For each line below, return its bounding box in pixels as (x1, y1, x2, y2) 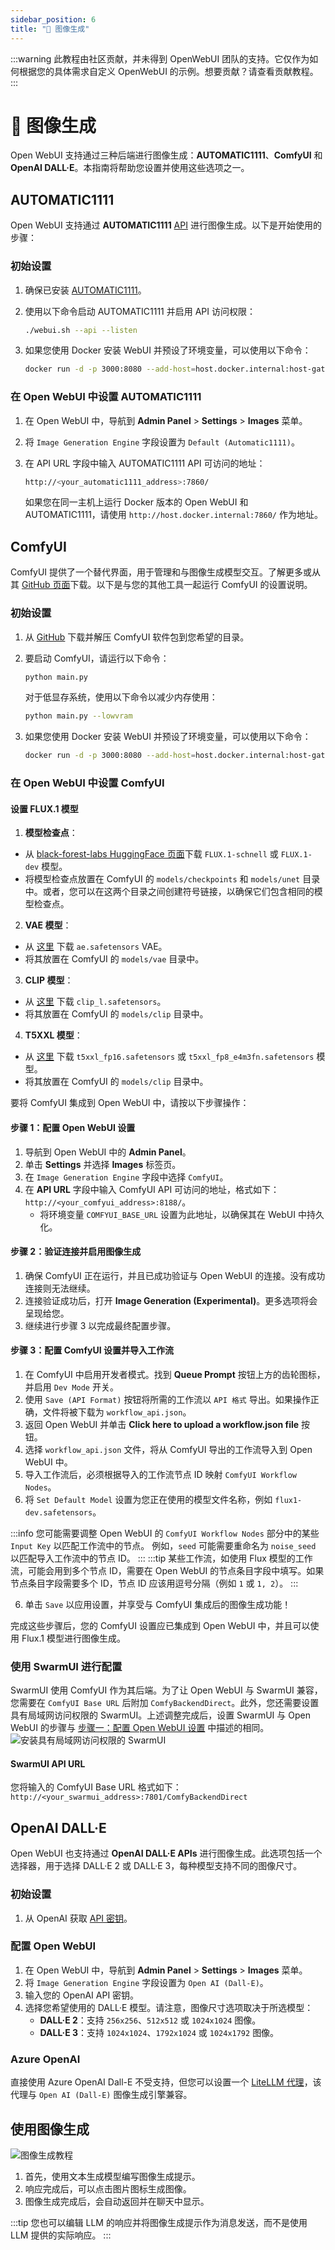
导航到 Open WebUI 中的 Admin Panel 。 (24, 1146, 192, 1158)
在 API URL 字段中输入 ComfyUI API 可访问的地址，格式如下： (24, 1183, 280, 1195)
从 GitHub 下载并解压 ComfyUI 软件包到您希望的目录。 (24, 631, 250, 643)
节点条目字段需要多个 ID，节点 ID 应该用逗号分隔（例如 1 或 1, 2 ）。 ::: (10, 1577, 299, 1589)
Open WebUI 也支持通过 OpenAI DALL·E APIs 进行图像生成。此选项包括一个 (10, 1847, 323, 1860)
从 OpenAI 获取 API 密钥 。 (24, 1912, 133, 1924)
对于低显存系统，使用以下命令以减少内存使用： (24, 691, 218, 703)
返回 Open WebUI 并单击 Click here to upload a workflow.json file (24, 1418, 300, 1430)
